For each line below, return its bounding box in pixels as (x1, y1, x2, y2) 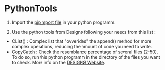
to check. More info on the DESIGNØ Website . (11, 59, 106, 65)
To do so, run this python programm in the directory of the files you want (11, 54, 160, 60)
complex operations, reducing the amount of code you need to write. (11, 43, 152, 49)
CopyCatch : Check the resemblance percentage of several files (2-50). (11, 49, 158, 55)
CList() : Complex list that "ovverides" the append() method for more (11, 38, 152, 44)
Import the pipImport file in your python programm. (11, 19, 116, 25)
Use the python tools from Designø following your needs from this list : (11, 29, 156, 35)
